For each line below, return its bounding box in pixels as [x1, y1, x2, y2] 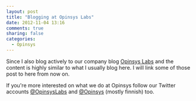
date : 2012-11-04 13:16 [6, 19, 65, 25]
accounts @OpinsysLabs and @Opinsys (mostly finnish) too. [6, 88, 154, 95]
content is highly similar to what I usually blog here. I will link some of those [6, 64, 191, 71]
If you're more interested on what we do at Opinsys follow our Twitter [6, 82, 176, 89]
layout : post [6, 8, 39, 15]
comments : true [6, 25, 44, 31]
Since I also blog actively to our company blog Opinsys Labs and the [6, 57, 174, 65]
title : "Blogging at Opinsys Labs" [6, 14, 94, 20]
